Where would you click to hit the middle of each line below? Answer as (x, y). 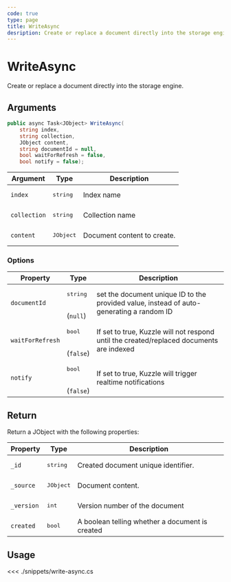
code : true (23, 13)
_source (23, 485)
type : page (23, 20)
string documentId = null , (58, 149)
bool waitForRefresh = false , (63, 156)
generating (114, 311)
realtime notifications (131, 382)
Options (21, 260)
